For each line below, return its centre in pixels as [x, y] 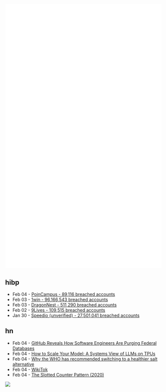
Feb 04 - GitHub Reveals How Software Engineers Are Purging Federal [84, 343]
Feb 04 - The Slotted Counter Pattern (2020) [58, 375]
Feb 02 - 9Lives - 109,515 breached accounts [59, 310]
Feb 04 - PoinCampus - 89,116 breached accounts [64, 294]
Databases [23, 348]
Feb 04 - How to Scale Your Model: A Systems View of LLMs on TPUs [84, 353]
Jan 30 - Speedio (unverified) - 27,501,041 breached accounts [76, 315]
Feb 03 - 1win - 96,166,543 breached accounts [60, 299]
